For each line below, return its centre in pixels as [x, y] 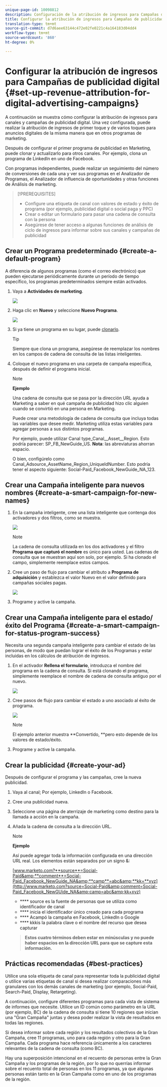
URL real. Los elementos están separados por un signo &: [71, 861]
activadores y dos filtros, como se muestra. [57, 518]
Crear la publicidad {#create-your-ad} [65, 765]
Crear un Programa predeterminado [62, 251]
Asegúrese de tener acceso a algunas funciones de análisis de [89, 225]
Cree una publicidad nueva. [41, 801]
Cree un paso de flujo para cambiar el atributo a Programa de [76, 572]
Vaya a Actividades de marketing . [48, 291]
